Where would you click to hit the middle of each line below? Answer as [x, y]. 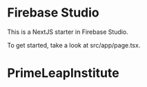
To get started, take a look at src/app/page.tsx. [74, 45]
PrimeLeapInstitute [63, 73]
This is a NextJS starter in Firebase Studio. [68, 32]
